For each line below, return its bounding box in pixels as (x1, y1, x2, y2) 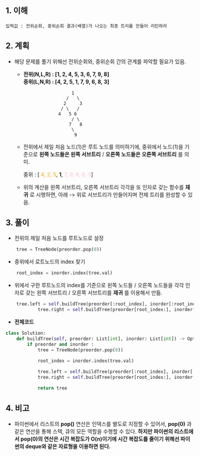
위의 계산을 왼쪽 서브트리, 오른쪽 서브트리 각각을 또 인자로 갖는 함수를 (23, 183, 184, 190)
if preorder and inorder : (27, 341, 94, 347)
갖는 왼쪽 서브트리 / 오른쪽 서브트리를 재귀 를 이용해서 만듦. (25, 289, 163, 296)
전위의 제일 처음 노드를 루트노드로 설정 (14, 235, 104, 242)
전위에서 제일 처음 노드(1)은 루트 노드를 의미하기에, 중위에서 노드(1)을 (23, 143, 183, 150)
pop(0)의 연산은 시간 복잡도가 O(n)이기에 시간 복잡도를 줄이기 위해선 (20, 435, 180, 442)
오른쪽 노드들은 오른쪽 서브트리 (105, 150, 177, 157)
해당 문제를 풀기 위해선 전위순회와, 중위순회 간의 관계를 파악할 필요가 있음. (14, 57, 186, 65)
